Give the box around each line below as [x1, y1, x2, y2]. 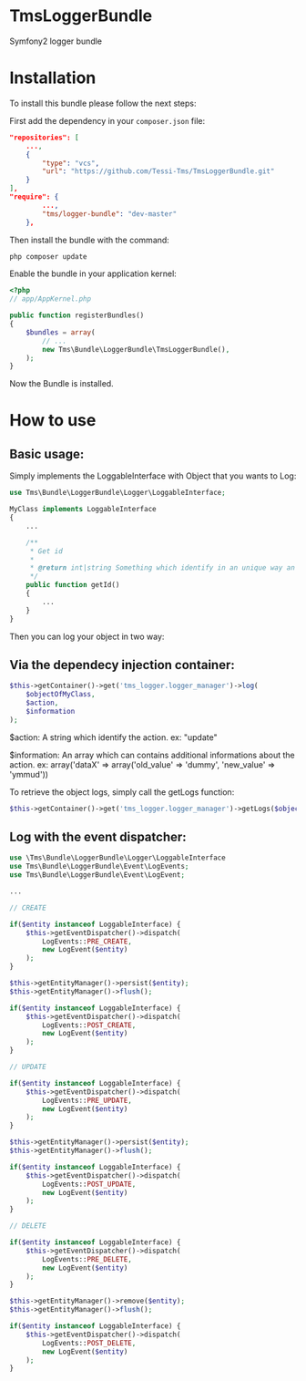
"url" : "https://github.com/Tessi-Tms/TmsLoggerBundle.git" [42, 167, 275, 176]
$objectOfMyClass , [25, 690, 96, 699]
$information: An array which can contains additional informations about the [9, 749, 295, 760]
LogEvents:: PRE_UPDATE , [42, 1096, 132, 1105]
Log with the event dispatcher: [9, 829, 187, 844]
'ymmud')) [9, 768, 48, 779]
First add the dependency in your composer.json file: [9, 115, 206, 126]
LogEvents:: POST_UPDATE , [42, 1180, 137, 1189]
